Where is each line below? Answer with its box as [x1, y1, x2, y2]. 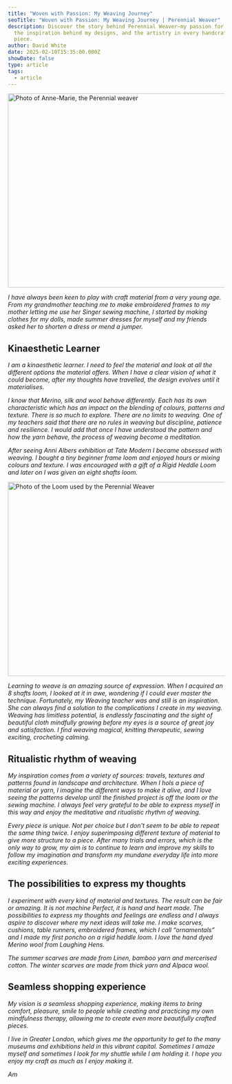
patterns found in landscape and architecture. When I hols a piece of [8, 779, 204, 787]
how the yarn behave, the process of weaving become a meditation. [8, 433, 202, 442]
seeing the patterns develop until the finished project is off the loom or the [8, 794, 219, 801]
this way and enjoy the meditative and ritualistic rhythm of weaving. [8, 808, 201, 816]
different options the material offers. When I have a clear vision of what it [8, 368, 216, 377]
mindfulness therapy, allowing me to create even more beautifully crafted [8, 1014, 216, 1022]
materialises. [8, 383, 45, 391]
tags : [8, 68, 23, 75]
